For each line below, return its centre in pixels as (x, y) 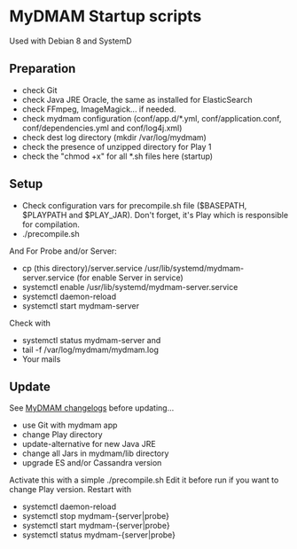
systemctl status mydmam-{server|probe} (98, 535)
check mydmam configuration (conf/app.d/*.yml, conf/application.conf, (152, 118)
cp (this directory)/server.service (82, 268)
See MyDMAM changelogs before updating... (92, 408)
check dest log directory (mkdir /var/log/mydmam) (114, 137)
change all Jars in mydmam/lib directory (95, 453)
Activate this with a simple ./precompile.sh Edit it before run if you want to (144, 480)
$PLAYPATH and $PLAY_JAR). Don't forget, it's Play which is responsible (155, 215)
